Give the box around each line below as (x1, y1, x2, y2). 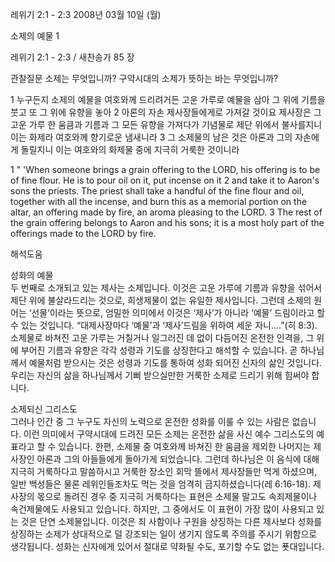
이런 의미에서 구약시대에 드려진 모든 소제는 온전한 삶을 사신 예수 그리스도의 (23, 428, 315, 440)
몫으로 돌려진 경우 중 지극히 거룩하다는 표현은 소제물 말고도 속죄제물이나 (36, 491, 318, 502)
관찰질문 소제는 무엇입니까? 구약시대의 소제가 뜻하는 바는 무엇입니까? (10, 73, 279, 84)
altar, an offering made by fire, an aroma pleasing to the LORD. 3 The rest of (10, 206, 323, 218)
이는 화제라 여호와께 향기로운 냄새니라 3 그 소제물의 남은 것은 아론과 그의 (10, 131, 293, 143)
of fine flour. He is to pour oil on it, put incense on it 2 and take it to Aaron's (10, 174, 320, 186)
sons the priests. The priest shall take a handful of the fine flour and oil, (10, 185, 305, 197)
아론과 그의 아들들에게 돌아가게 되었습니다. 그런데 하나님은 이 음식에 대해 (36, 453, 320, 465)
